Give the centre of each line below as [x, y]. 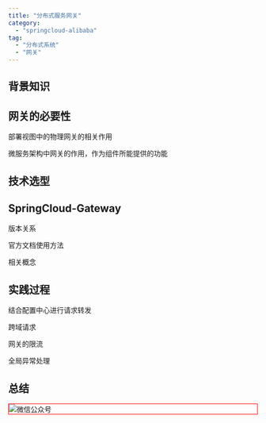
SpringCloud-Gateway [65, 208]
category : [25, 23]
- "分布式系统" [37, 45]
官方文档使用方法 [36, 245]
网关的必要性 [40, 116]
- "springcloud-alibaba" [56, 30]
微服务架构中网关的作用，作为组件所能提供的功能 [88, 154]
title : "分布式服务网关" [45, 15]
